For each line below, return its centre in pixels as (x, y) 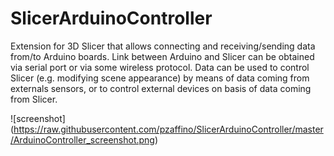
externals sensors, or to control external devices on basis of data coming (161, 88)
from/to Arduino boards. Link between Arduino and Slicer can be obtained (162, 56)
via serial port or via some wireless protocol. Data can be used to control (160, 67)
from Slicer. (34, 99)
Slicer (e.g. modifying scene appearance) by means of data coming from (160, 78)
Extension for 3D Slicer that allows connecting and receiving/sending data (163, 46)
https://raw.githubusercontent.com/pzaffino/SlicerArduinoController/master (168, 129)
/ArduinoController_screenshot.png (82, 139)
